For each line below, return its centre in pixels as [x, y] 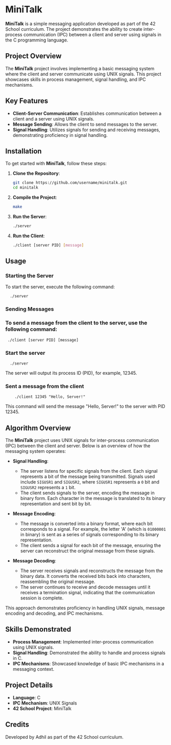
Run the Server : [30, 217]
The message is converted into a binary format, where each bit [87, 523]
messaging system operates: [36, 451]
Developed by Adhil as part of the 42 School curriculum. [65, 737]
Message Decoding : [34, 561]
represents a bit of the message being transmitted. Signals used [88, 477]
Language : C [27, 697]
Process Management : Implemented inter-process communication [83, 641]
